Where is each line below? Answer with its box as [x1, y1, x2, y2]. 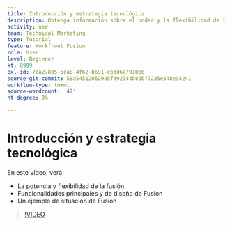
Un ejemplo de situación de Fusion [17, 196, 117, 205]
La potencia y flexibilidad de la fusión [17, 182, 125, 190]
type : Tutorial [7, 36, 52, 43]
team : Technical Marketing [7, 29, 86, 37]
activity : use [7, 23, 49, 30]
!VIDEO [24, 210, 45, 218]
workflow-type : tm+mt [7, 82, 70, 88]
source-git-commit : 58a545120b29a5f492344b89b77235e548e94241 [7, 75, 192, 82]
